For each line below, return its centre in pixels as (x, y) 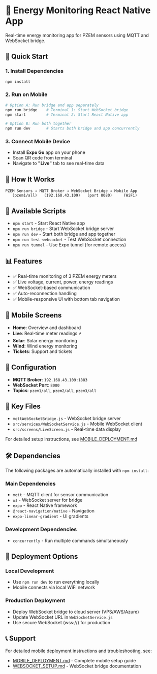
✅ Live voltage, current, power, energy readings (63, 282)
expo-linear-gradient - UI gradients (51, 516)
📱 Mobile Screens (34, 315)
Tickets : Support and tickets (42, 351)
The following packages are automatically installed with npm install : (77, 471)
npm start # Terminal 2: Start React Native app (67, 115)
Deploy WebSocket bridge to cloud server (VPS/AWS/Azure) (76, 612)
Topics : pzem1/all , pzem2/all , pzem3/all (54, 390)
